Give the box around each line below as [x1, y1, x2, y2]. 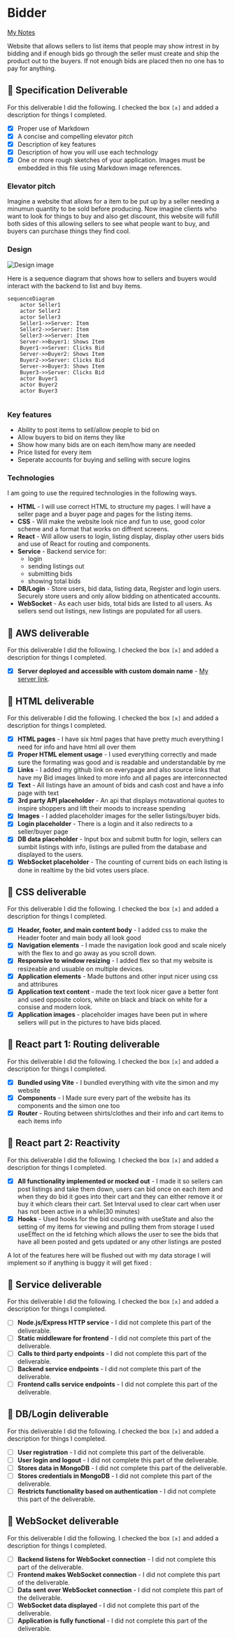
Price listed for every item [17, 448, 92, 456]
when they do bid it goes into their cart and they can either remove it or [17, 1192, 223, 1201]
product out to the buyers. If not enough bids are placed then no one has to [7, 56, 225, 65]
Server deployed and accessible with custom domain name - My [17, 667, 208, 675]
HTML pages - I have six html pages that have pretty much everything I [17, 735, 224, 743]
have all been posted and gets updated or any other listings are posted [17, 1237, 222, 1246]
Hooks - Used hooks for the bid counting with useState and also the [17, 1214, 214, 1223]
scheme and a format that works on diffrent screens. [17, 525, 169, 533]
